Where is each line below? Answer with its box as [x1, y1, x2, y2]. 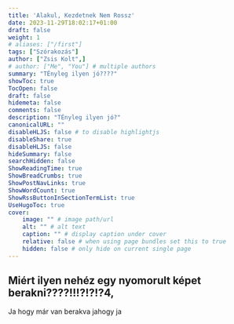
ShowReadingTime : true [8, 165, 82, 173]
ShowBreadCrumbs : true [8, 172, 82, 180]
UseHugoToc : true [8, 201, 65, 209]
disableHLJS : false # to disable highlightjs [8, 128, 159, 136]
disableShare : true [8, 135, 72, 144]
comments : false [8, 107, 61, 115]
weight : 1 [8, 33, 41, 42]
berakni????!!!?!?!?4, [8, 286, 115, 300]
